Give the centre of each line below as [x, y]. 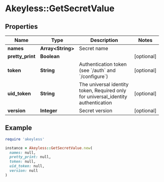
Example [19, 128]
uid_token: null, [27, 166]
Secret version [96, 111]
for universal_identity [103, 97]
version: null [24, 171]
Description [104, 40]
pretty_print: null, [30, 157]
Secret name [93, 48]
